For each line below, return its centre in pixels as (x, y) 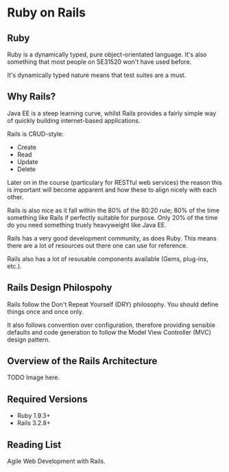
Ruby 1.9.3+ (34, 416)
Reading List (34, 445)
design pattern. (28, 339)
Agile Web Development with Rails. (56, 461)
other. (15, 196)
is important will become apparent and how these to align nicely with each (112, 190)
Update (27, 161)
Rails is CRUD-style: (35, 134)
